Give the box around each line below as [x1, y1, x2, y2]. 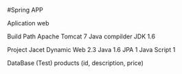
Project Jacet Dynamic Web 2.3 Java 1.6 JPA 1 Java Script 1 [7, 46, 176, 53]
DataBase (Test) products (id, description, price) [7, 59, 144, 67]
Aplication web [7, 19, 49, 27]
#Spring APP [7, 6, 43, 14]
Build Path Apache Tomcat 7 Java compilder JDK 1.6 [7, 32, 156, 40]
